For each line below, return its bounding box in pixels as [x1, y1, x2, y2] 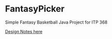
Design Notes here [5, 28, 43, 34]
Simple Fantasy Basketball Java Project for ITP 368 [5, 19, 108, 25]
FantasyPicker [5, 3, 65, 14]
